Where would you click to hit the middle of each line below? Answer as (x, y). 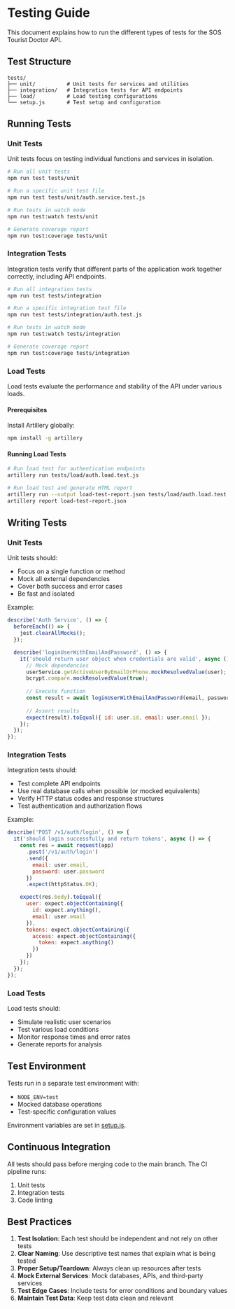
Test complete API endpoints (59, 784)
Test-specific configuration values (67, 1112)
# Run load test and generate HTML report (70, 488)
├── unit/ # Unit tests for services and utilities (98, 84)
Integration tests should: (42, 770)
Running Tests (39, 124)
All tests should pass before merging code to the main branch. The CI (107, 1164)
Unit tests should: (33, 558)
